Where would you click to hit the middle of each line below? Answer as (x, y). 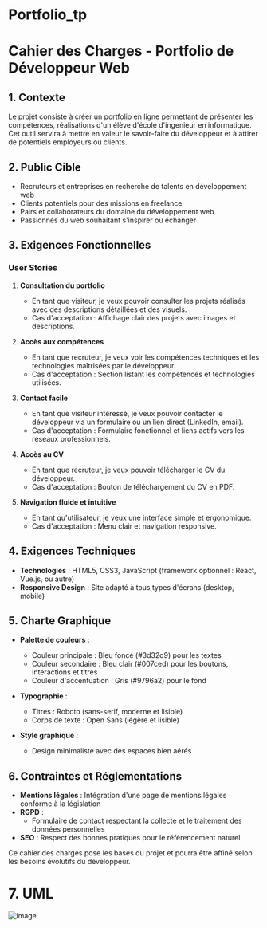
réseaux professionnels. (71, 438)
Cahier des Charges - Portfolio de (121, 51)
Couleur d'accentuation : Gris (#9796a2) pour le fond (119, 681)
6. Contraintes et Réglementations (95, 776)
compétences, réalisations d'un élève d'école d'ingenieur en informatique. (130, 125)
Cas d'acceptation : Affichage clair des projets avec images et (134, 317)
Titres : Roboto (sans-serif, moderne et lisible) (107, 712)
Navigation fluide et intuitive (68, 502)
